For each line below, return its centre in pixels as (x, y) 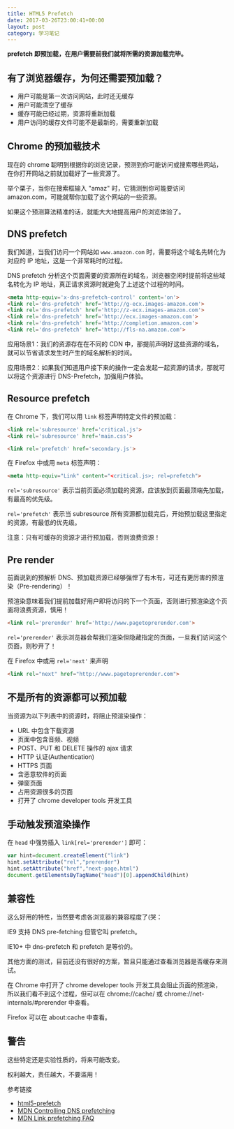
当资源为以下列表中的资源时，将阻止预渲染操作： (78, 716)
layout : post (26, 27)
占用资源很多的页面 (45, 791)
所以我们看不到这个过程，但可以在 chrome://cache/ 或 (85, 994)
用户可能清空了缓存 (45, 105)
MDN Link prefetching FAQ (56, 1118)
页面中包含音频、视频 (48, 739)
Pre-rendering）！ (46, 586)
